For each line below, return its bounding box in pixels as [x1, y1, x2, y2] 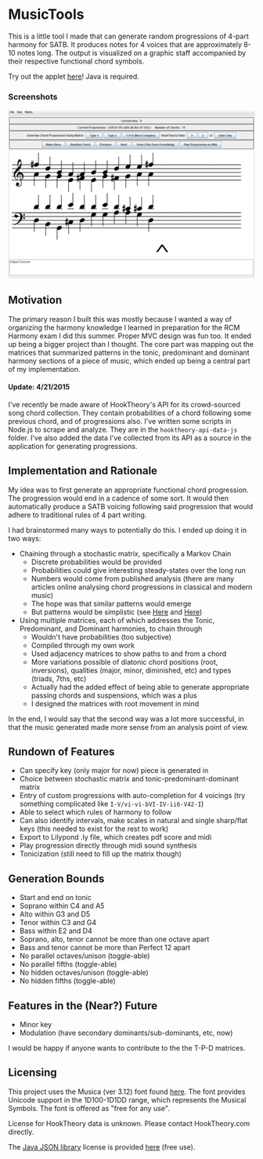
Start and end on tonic [19, 893, 92, 902]
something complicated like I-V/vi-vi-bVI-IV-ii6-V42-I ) [19, 799, 204, 809]
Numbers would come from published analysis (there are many [31, 574, 235, 583]
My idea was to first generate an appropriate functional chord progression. [8, 485, 249, 494]
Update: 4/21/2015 [8, 382, 70, 392]
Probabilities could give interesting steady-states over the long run [31, 565, 247, 574]
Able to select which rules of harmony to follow [19, 807, 172, 817]
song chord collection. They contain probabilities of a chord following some [8, 408, 252, 417]
